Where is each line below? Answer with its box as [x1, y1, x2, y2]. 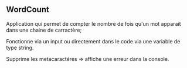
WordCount [6, 5, 50, 15]
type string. [6, 44, 34, 51]
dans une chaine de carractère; [6, 26, 82, 33]
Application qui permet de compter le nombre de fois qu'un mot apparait [6, 20, 181, 27]
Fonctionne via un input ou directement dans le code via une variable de [6, 38, 181, 45]
